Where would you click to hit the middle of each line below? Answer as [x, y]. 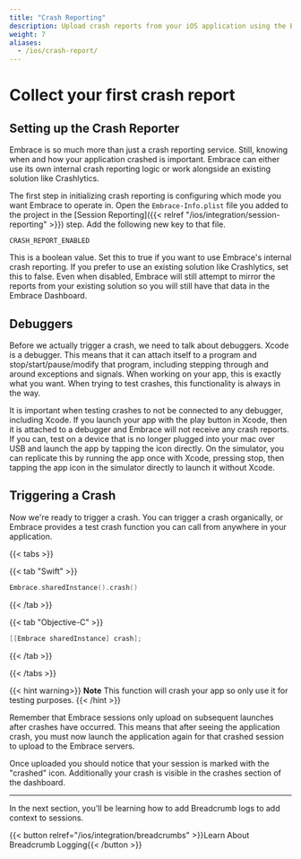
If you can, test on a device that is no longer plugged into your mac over [142, 438]
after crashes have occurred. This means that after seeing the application [145, 726]
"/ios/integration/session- [233, 215]
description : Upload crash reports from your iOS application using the [148, 26]
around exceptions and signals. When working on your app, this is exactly [146, 374]
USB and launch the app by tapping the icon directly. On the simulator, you [147, 448]
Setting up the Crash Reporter [95, 128]
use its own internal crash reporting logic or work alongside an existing [140, 169]
